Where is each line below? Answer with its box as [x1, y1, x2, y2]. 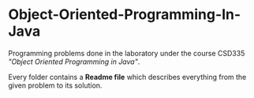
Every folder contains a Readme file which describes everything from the [8, 72, 247, 81]
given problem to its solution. [8, 81, 103, 90]
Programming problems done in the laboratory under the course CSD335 [8, 48, 245, 58]
